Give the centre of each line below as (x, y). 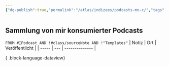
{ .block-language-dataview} (35, 58)
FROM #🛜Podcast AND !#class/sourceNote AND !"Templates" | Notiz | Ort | (81, 43)
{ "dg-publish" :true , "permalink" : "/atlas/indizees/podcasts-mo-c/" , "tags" (85, 10)
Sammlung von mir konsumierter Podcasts (74, 31)
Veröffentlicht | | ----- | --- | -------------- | (51, 48)
